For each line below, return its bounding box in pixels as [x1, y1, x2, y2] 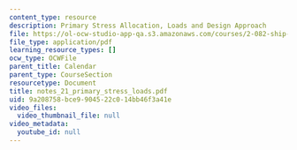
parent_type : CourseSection [9, 71, 113, 79]
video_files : [9, 103, 57, 112]
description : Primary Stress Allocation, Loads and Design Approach [9, 21, 267, 30]
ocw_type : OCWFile [9, 54, 77, 63]
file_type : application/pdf [9, 37, 113, 47]
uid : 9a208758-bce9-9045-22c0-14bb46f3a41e [9, 94, 172, 104]
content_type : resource [9, 12, 97, 22]
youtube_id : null [17, 128, 81, 137]
